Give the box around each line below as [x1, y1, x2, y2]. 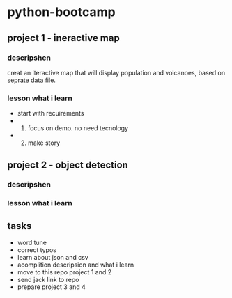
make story [27, 139, 61, 147]
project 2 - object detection [7, 159, 129, 171]
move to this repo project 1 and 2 [17, 268, 112, 276]
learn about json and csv [17, 253, 88, 262]
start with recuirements [17, 109, 84, 118]
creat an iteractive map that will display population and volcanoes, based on [7, 68, 225, 77]
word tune [17, 238, 47, 247]
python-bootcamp [7, 4, 116, 20]
